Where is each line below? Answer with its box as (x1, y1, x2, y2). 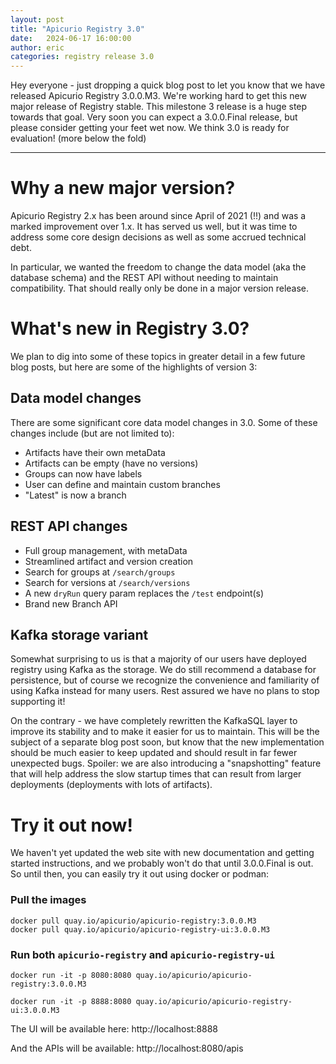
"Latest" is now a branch (24, 489, 127, 501)
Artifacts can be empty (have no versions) (24, 457, 199, 469)
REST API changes (10, 518, 128, 535)
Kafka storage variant (10, 627, 149, 644)
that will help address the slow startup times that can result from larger (10, 768, 302, 780)
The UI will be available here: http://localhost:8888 (10, 1022, 219, 1035)
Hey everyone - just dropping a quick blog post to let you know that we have (10, 79, 326, 91)
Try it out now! (10, 814, 133, 836)
